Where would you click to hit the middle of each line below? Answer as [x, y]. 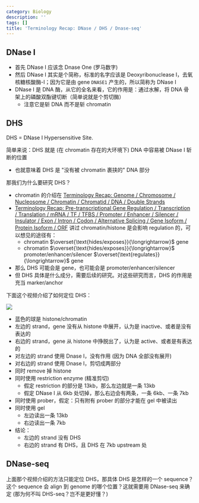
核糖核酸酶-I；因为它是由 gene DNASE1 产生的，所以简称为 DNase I [95, 82]
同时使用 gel [30, 408]
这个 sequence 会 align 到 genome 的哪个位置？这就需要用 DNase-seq [92, 486]
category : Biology [29, 12]
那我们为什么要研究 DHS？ [39, 182]
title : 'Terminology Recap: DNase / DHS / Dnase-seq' [74, 28]
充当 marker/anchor [39, 282]
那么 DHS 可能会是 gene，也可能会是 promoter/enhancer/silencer [95, 268]
